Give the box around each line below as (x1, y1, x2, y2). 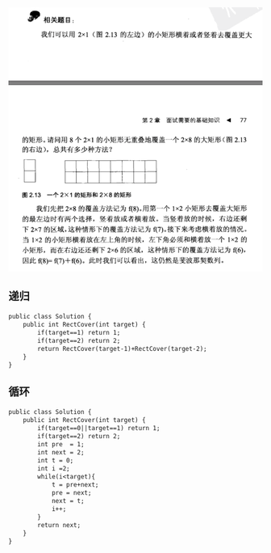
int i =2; (37, 464, 70, 472)
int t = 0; (37, 456, 74, 464)
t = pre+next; (51, 480, 99, 488)
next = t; (51, 496, 85, 504)
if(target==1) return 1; (37, 328, 121, 336)
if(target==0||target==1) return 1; (37, 424, 161, 432)
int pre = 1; (37, 440, 85, 448)
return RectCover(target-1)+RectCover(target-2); (37, 344, 207, 352)
